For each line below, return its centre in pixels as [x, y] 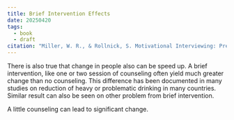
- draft [25, 40]
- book [23, 33]
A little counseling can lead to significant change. [78, 109]
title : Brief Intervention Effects [59, 14]
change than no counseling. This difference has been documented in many [115, 81]
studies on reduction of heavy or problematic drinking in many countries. [112, 88]
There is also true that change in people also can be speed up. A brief [107, 66]
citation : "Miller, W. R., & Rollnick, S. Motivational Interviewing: [112, 46]
